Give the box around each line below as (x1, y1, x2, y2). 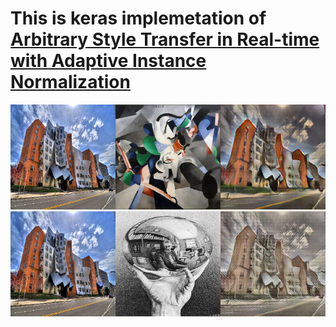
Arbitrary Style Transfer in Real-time (10, 28, 320, 51)
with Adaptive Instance (10, 50, 207, 72)
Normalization (10, 71, 131, 94)
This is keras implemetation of (10, 7, 267, 30)
